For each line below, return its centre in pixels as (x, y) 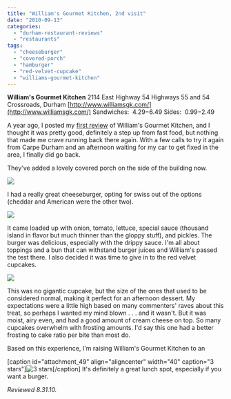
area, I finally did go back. (44, 155)
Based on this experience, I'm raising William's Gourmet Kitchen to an (106, 349)
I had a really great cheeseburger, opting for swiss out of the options (104, 195)
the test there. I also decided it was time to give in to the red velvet (102, 257)
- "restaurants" (37, 39)
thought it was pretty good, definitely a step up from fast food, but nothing (113, 133)
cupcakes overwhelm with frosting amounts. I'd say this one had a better (110, 328)
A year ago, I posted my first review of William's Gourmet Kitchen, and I (109, 126)
